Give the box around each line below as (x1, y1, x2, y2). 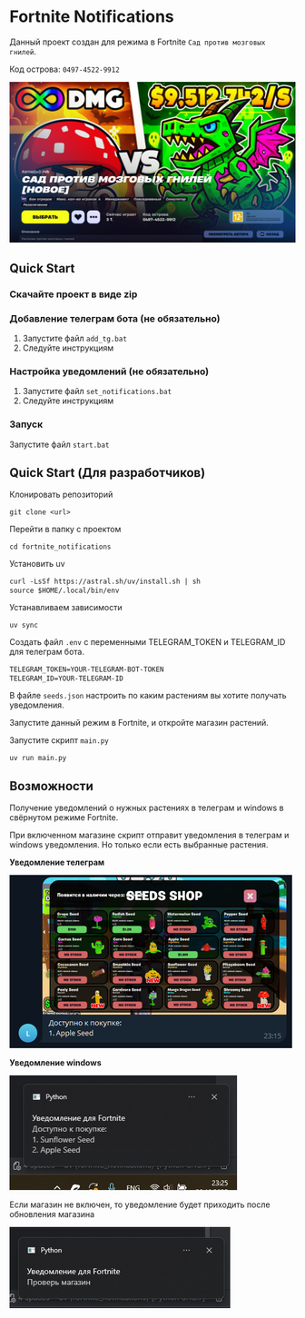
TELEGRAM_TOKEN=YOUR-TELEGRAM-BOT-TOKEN (9, 665, 165, 674)
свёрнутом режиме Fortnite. (9, 812, 119, 823)
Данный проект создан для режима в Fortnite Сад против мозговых (9, 36, 266, 47)
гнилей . (9, 45, 36, 56)
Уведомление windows (9, 1057, 102, 1068)
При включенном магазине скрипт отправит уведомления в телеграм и (9, 829, 290, 841)
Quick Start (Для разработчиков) (9, 465, 206, 481)
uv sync (9, 620, 39, 630)
